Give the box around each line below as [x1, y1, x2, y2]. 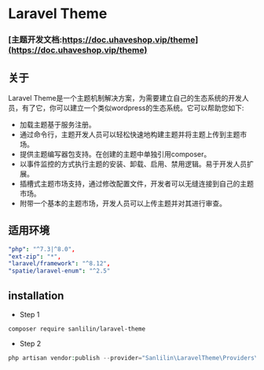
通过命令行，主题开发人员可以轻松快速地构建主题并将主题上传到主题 [19, 129, 240, 139]
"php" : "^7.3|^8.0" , [8, 245, 76, 253]
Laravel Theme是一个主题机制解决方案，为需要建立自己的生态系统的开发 [8, 93, 242, 102]
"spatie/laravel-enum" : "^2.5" [8, 267, 111, 276]
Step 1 [19, 310, 40, 320]
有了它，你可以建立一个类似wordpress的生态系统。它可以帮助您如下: [21, 103, 244, 113]
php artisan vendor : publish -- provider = [8, 354, 143, 362]
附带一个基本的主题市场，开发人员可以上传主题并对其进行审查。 [19, 198, 226, 208]
